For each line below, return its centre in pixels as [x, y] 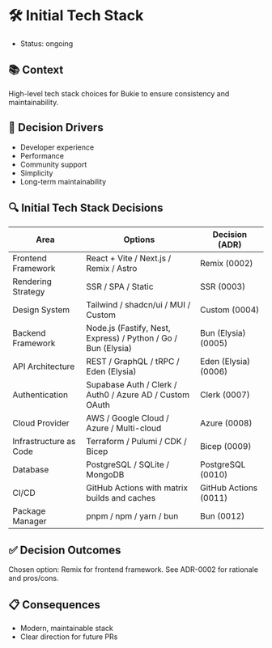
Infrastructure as [44, 442]
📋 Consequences [55, 605]
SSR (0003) [222, 286]
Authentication [40, 395]
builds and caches [121, 498]
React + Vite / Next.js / [129, 258]
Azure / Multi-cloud [124, 428]
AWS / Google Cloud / [128, 418]
